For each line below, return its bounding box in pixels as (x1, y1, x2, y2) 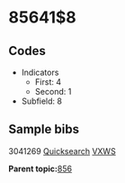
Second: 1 (34, 87, 72, 96)
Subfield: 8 (21, 96, 62, 106)
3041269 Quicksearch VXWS (8, 145, 116, 156)
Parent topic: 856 (8, 163, 73, 174)
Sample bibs (8, 122, 80, 137)
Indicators (21, 67, 59, 78)
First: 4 (34, 77, 62, 87)
